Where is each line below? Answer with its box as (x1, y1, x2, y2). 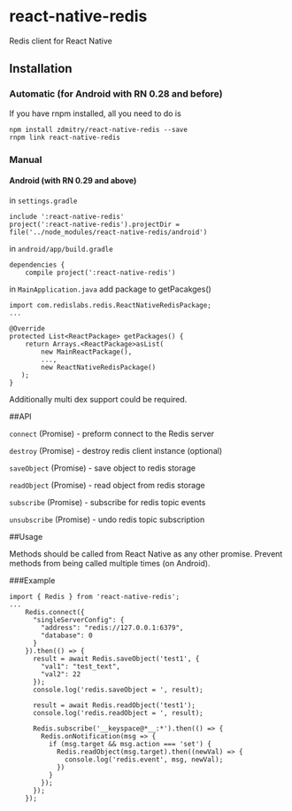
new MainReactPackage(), (41, 347, 133, 356)
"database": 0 (41, 631, 93, 640)
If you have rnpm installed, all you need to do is (9, 108, 181, 119)
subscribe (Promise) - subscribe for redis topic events (9, 496, 206, 507)
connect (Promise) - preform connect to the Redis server (9, 428, 215, 439)
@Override (9, 324, 46, 333)
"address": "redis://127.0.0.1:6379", (41, 623, 184, 632)
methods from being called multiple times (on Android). (9, 558, 211, 568)
